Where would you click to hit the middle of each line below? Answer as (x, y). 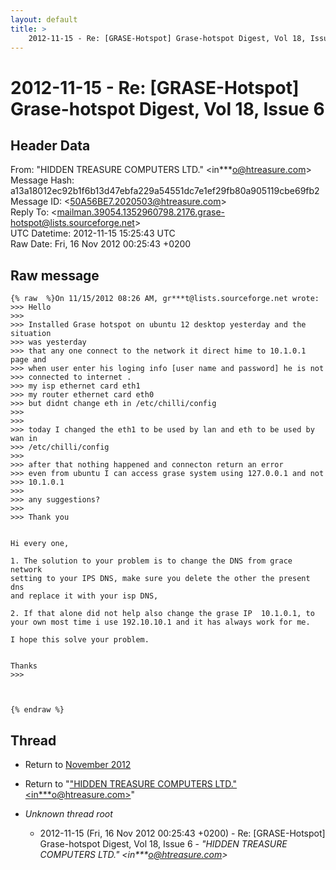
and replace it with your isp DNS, (84, 596)
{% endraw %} (37, 710)
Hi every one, (40, 544)
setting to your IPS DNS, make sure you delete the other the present (160, 579)
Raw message (55, 275)
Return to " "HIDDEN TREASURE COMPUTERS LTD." (131, 784)
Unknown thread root (68, 814)
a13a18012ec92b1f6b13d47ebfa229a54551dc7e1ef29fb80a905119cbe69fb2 (165, 191)
